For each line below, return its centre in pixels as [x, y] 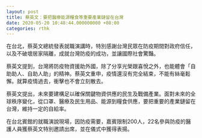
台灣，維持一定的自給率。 [38, 109]
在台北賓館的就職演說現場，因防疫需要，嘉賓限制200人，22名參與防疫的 [96, 122]
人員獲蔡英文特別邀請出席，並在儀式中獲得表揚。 [72, 129]
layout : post [23, 12]
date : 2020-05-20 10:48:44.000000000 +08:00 [63, 23]
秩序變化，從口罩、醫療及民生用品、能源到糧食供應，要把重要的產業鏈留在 [103, 102]
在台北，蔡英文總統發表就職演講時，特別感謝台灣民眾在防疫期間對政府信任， [101, 46]
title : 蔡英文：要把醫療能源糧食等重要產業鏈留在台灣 [65, 17]
